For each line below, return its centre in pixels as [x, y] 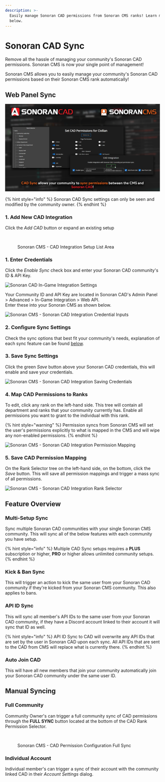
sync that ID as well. [25, 627]
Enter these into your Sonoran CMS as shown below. [58, 305]
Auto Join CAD [23, 659]
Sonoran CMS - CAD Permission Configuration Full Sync [74, 745]
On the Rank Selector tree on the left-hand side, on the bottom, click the [78, 469]
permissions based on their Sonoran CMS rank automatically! [67, 79]
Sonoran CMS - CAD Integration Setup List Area [66, 247]
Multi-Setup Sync [27, 518]
